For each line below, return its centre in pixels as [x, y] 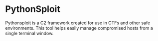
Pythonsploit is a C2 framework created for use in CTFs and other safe [78, 23]
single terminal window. [29, 33]
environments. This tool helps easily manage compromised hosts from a [79, 28]
